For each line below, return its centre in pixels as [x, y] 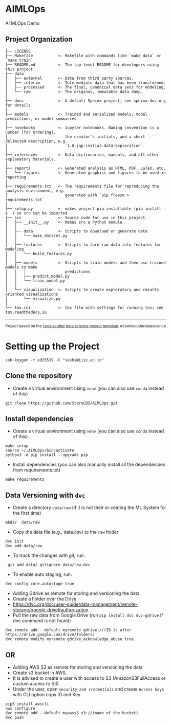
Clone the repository [39, 376]
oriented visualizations [32, 294]
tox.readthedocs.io [26, 312]
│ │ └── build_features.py [39, 253]
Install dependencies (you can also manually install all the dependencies [89, 465]
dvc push [15, 717]
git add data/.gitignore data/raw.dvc [49, 565]
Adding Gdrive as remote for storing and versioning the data [76, 593]
